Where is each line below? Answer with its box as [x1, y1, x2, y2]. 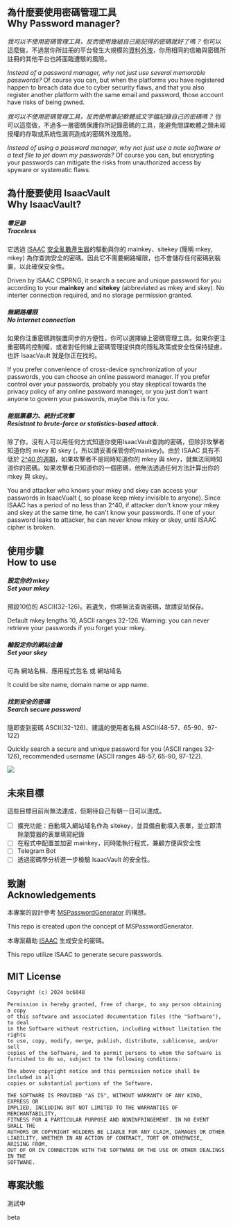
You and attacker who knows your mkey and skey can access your [7, 486, 198, 495]
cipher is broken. [7, 523, 55, 532]
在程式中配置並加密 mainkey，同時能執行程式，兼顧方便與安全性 [17, 839, 201, 847]
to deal [7, 1019, 30, 1026]
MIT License [7, 970, 62, 982]
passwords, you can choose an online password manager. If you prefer [7, 373, 210, 381]
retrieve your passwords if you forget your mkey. [7, 624, 146, 632]
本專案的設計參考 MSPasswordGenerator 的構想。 [7, 908, 150, 917]
